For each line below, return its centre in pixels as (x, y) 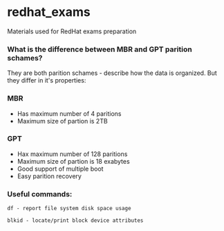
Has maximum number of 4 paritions (69, 113)
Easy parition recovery (49, 176)
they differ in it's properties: (47, 80)
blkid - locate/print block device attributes (75, 221)
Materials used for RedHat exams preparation (72, 31)
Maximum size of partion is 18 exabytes (73, 161)
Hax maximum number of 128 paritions (72, 154)
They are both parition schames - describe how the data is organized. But (112, 73)
